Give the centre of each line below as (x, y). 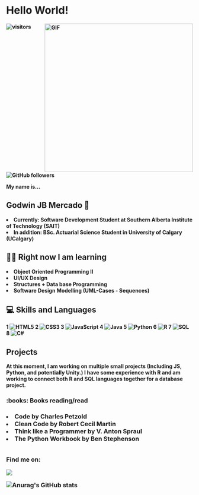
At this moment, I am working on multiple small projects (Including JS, (94, 366)
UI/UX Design (31, 278)
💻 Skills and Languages (51, 310)
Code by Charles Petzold (51, 417)
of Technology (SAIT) (33, 226)
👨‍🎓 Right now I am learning (57, 257)
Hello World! (37, 10)
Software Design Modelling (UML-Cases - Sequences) (82, 290)
